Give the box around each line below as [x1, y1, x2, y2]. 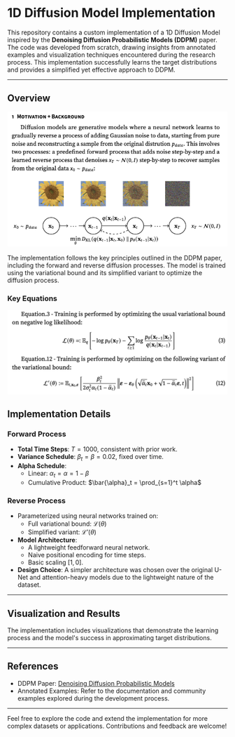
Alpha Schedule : [17, 462, 67, 470]
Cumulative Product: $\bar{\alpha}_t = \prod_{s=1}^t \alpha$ [27, 478, 201, 486]
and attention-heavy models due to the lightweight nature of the [29, 573, 214, 582]
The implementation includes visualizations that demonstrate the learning [7, 626, 219, 635]
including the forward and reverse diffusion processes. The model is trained [7, 261, 226, 270]
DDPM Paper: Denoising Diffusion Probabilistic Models [17, 679, 175, 687]
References [7, 660, 59, 672]
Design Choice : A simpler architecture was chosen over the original [17, 566, 213, 574]
